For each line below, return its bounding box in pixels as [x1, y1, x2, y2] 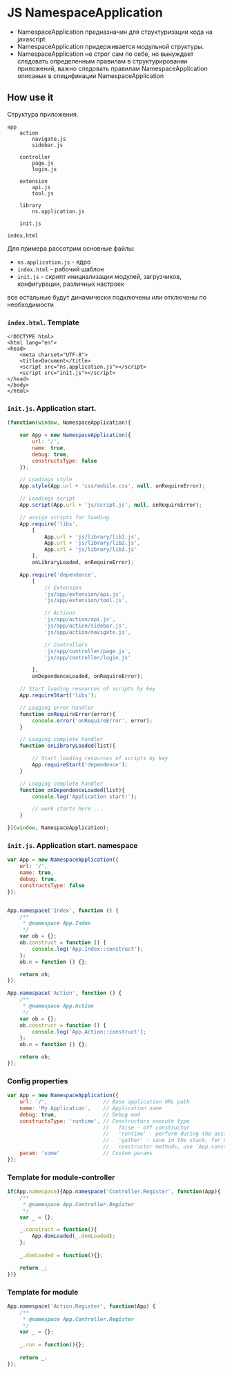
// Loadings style [19, 476, 72, 483]
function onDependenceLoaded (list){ [19, 786, 126, 793]
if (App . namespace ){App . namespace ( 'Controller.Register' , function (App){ [7, 1188, 221, 1195]
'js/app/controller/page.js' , [43, 648, 131, 655]
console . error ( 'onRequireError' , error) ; [32, 717, 153, 724]
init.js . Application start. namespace [7, 841, 138, 851]
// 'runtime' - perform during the [102, 1130, 212, 1137]
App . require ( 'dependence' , [19, 571, 97, 578]
